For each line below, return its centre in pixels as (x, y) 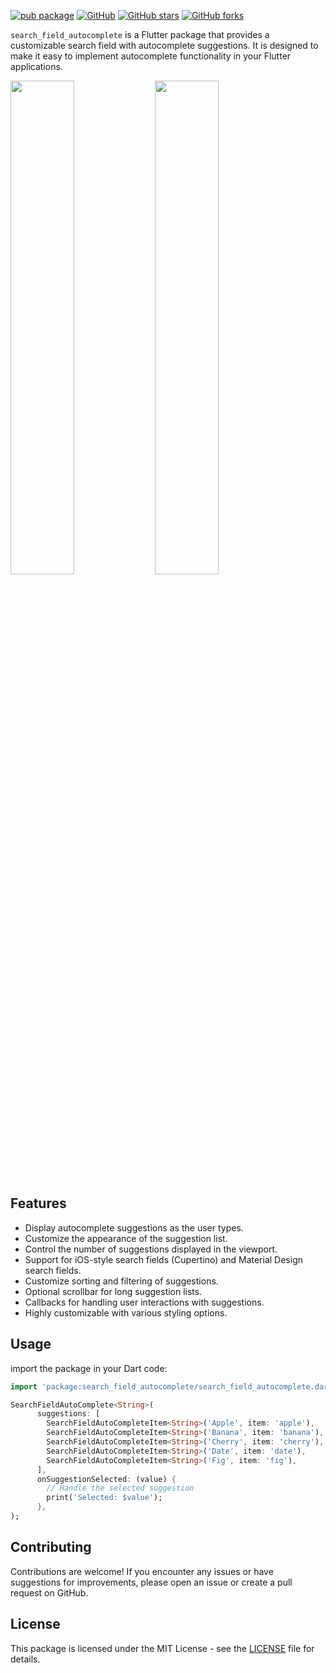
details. (25, 1659)
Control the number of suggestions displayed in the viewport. (151, 1249)
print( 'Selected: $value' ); (104, 1498)
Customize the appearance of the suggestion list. (126, 1238)
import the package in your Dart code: (89, 1368)
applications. (36, 66)
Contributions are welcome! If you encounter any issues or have (142, 1571)
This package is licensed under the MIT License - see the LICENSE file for (162, 1648)
